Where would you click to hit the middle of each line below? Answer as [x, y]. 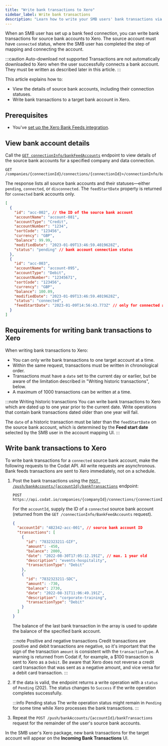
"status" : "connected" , [39, 301]
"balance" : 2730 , [44, 588]
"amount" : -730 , [43, 583]
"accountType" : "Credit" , [41, 222]
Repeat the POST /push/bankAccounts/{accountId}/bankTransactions [82, 717]
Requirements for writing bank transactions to [78, 330]
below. [19, 386]
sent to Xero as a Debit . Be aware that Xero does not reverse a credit [83, 662]
